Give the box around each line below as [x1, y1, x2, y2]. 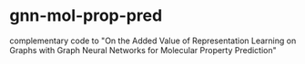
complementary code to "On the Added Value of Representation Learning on [9, 35, 297, 46]
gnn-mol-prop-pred [9, 5, 163, 26]
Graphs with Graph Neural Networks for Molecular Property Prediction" [9, 44, 278, 55]
